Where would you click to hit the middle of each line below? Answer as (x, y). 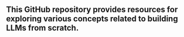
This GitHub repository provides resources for (92, 10)
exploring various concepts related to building (92, 19)
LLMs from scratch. (42, 28)
